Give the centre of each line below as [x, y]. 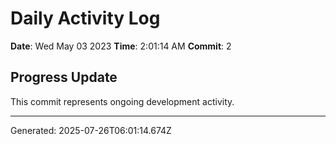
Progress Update [64, 77]
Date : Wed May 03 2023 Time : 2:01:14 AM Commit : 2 [121, 46]
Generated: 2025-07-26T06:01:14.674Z [91, 130]
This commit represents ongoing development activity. [122, 101]
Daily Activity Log [85, 18]
